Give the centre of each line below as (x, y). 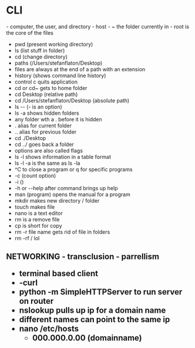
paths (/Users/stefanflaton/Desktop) (58, 63)
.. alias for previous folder (46, 132)
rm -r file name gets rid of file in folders (62, 232)
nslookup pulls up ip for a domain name (93, 311)
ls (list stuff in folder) (40, 50)
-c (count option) (35, 175)
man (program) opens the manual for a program (72, 194)
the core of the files (30, 32)
